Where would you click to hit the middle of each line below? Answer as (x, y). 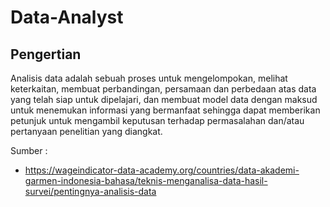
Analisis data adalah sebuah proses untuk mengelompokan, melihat (149, 78)
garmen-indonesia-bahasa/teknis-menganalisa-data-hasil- (146, 180)
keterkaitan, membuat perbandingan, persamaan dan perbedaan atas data (163, 89)
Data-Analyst (67, 17)
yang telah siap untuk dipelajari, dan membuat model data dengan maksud (164, 99)
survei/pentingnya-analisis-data (90, 191)
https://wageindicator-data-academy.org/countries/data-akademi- (162, 170)
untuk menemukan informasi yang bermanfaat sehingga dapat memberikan (165, 110)
